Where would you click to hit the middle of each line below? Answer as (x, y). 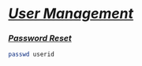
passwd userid (32, 55)
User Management (71, 14)
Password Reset (40, 38)
